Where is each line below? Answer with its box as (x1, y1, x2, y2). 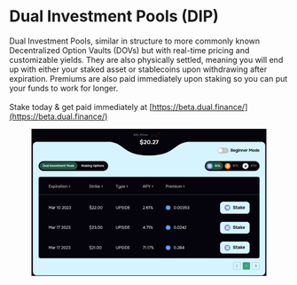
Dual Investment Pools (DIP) (9, 6, 219, 27)
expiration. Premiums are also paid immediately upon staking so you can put (9, 73, 288, 83)
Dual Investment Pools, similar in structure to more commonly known (9, 36, 260, 46)
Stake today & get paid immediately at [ (9, 101, 152, 112)
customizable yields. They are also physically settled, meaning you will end (9, 54, 284, 65)
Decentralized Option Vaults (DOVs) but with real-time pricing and (9, 44, 250, 55)
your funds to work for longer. (9, 83, 119, 93)
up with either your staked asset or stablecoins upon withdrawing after (9, 64, 268, 75)
